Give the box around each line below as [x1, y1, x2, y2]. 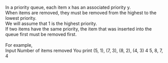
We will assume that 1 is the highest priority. [5, 20, 97, 26]
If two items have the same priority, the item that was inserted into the [5, 26, 152, 32]
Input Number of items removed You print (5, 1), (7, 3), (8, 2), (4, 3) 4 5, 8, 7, [5, 48, 163, 53]
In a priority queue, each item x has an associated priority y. [5, 5, 131, 10]
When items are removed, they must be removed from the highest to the [5, 10, 157, 16]
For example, [5, 42, 33, 48]
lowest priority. [5, 15, 37, 21]
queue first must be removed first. [5, 31, 77, 37]
